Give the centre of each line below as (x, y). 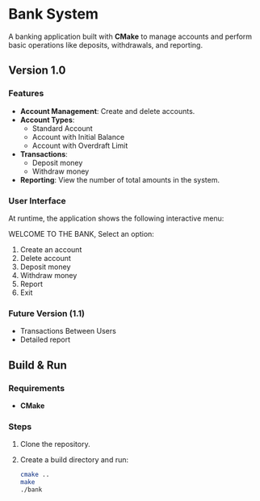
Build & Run (38, 365)
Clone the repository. (55, 444)
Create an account (51, 249)
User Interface (37, 200)
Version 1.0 (37, 71)
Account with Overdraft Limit (80, 145)
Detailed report (45, 339)
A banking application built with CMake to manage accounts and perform (130, 36)
